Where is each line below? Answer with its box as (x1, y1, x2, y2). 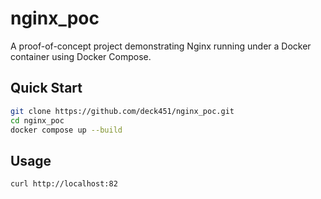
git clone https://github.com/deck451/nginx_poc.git (10, 106, 235, 116)
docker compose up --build (10, 125, 123, 135)
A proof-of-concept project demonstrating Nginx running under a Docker (10, 40, 312, 52)
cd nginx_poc (10, 115, 65, 126)
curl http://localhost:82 (10, 179, 118, 189)
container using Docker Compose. (10, 50, 152, 62)
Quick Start (10, 80, 83, 97)
